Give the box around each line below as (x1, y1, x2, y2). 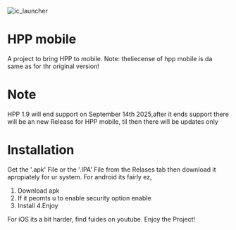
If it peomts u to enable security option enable (17, 193, 151, 202)
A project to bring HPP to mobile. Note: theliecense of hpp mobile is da (7, 54, 213, 63)
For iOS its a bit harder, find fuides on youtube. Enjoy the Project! (7, 215, 196, 223)
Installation (7, 142, 75, 158)
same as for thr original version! (7, 62, 100, 70)
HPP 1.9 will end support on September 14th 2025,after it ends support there (7, 110, 229, 118)
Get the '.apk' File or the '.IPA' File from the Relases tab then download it (7, 165, 216, 174)
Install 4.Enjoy (17, 201, 58, 210)
